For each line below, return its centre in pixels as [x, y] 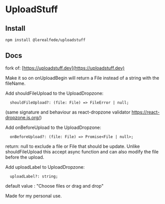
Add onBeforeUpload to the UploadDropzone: [53, 127]
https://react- [146, 112]
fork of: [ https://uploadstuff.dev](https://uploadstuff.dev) [65, 68]
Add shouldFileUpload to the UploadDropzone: [54, 93]
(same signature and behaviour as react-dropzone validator [68, 112]
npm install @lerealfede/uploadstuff [45, 40]
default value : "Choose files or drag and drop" [54, 186]
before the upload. [25, 157]
